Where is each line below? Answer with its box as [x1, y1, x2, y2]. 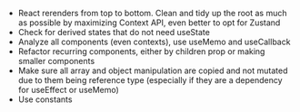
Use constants [17, 94, 73, 105]
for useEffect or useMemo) [17, 85, 120, 95]
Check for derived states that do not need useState [17, 27, 211, 37]
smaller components [17, 56, 95, 66]
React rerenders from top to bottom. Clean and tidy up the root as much [17, 8, 287, 18]
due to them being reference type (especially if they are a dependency [17, 75, 284, 85]
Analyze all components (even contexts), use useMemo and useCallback [17, 36, 291, 47]
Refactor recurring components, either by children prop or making [17, 46, 265, 57]
